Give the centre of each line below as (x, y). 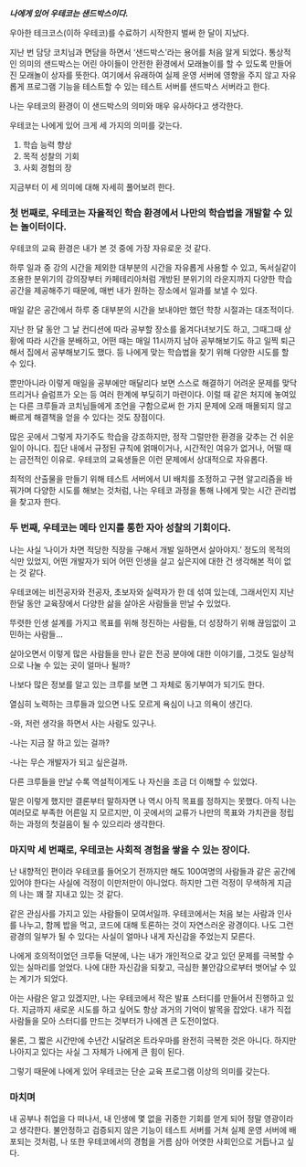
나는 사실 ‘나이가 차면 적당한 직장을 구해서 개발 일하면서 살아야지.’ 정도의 (138, 549)
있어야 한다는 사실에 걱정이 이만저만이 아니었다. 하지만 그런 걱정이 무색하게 (142, 882)
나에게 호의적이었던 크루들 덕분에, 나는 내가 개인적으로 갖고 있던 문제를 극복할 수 (152, 955)
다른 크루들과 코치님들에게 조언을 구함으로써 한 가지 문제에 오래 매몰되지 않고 (155, 406)
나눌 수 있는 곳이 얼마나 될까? (78, 664)
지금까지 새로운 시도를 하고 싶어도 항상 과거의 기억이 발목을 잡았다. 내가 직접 (157, 1009)
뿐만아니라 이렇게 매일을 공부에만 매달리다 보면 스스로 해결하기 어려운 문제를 (145, 383)
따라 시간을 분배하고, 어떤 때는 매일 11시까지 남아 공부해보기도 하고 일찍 (152, 341)
